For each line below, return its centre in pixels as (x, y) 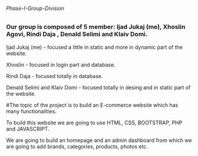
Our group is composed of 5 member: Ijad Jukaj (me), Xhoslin (96, 27)
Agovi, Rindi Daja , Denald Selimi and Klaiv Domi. (77, 34)
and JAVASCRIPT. (28, 128)
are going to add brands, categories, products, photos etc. (77, 146)
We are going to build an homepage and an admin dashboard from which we (99, 140)
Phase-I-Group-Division (35, 8)
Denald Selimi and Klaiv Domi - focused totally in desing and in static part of (98, 87)
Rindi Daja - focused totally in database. (55, 76)
